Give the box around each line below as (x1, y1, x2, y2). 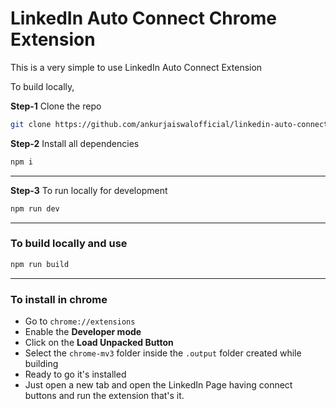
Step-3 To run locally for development (10, 184, 168, 196)
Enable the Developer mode (24, 326, 142, 338)
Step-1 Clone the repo (10, 100, 102, 112)
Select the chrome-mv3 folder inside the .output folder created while (24, 347, 302, 359)
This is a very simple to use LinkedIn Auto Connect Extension (10, 61, 263, 73)
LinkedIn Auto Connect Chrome (10, 7, 277, 30)
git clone (10, 119, 52, 129)
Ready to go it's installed (24, 368, 127, 381)
